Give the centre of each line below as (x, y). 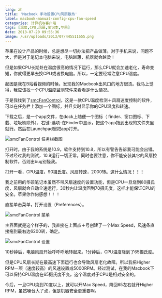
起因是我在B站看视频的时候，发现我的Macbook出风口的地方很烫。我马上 (77, 83)
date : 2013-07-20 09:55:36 (32, 32)
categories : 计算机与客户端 (31, 23)
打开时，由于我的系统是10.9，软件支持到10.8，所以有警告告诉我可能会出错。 (81, 149)
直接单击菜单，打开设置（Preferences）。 (46, 204)
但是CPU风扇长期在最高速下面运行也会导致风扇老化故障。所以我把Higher (78, 262)
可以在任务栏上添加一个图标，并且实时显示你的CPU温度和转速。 (69, 106)
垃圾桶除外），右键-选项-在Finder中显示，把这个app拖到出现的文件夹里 (84, 122)
